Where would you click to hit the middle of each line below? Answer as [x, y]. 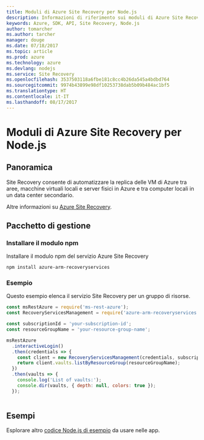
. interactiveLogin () [38, 346]
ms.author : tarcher [31, 35]
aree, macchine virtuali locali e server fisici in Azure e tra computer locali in [100, 188]
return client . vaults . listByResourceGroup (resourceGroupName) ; [99, 363]
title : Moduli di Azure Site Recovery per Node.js [72, 12]
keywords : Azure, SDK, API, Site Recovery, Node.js [73, 23]
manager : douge [25, 40]
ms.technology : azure [34, 63]
